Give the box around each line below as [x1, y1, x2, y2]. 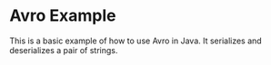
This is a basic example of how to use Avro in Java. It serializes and [9, 35, 262, 46]
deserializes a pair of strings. [9, 44, 118, 55]
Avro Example [9, 5, 116, 26]
